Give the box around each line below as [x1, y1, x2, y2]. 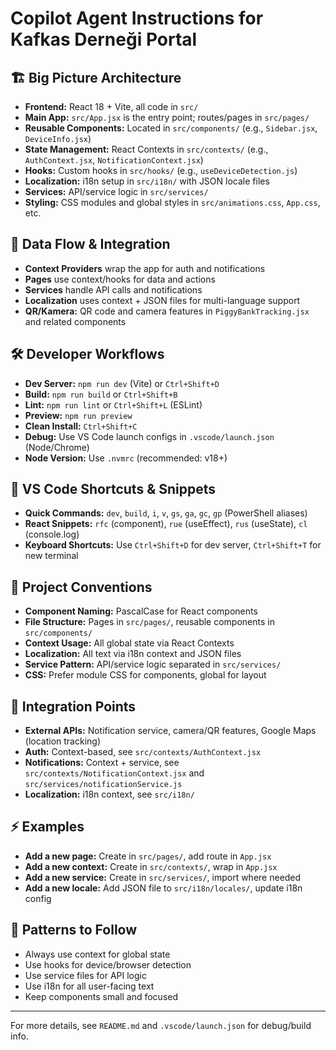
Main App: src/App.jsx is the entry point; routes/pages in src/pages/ [24, 112, 310, 123]
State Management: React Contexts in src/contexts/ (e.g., [24, 143, 269, 155]
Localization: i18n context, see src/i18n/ [24, 788, 195, 801]
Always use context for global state [24, 948, 171, 960]
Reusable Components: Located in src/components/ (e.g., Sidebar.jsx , [24, 122, 318, 134]
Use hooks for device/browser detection [24, 958, 192, 971]
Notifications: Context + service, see [24, 757, 180, 769]
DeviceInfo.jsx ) [24, 133, 92, 144]
